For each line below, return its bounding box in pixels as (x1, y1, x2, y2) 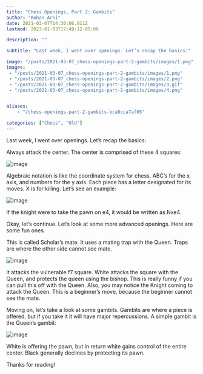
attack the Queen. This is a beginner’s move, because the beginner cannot (6, 288, 193, 295)
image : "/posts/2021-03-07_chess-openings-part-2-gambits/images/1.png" (6, 59, 194, 65)
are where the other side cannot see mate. (6, 244, 112, 252)
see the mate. (6, 294, 41, 302)
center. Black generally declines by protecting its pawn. (6, 349, 145, 356)
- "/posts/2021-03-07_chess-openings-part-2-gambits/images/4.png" (8, 87, 183, 93)
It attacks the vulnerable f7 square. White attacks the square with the (6, 268, 179, 275)
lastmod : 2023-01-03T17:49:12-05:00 (6, 26, 99, 32)
